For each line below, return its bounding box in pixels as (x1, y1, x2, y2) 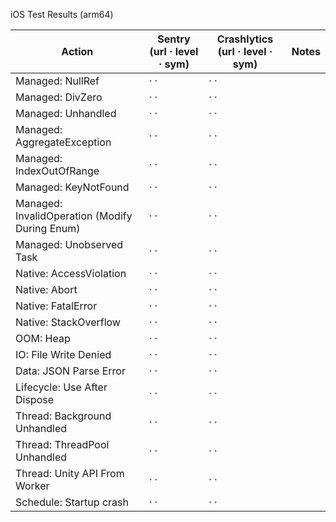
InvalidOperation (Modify (15, 209, 133, 223)
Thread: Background (15, 409, 112, 423)
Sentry (157, 32, 191, 46)
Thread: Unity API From (15, 467, 125, 480)
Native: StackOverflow (15, 315, 121, 329)
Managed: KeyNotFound (15, 180, 130, 194)
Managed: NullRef (15, 74, 100, 88)
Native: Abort (15, 283, 78, 296)
